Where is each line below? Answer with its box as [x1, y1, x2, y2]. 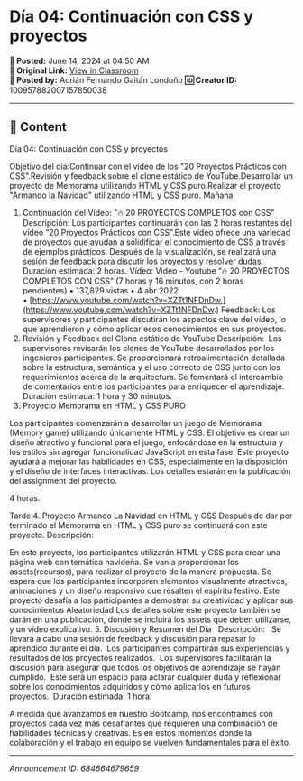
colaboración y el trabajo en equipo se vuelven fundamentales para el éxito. [9, 737, 291, 748]
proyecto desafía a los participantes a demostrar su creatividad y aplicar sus [9, 594, 294, 606]
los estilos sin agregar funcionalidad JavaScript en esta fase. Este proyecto [9, 446, 289, 457]
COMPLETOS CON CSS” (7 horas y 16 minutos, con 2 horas [22, 275, 244, 286]
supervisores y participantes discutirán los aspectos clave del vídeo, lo [22, 313, 287, 324]
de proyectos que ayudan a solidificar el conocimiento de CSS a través [22, 237, 286, 247]
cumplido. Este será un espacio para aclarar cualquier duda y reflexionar [9, 671, 281, 683]
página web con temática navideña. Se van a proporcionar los [9, 556, 239, 567]
